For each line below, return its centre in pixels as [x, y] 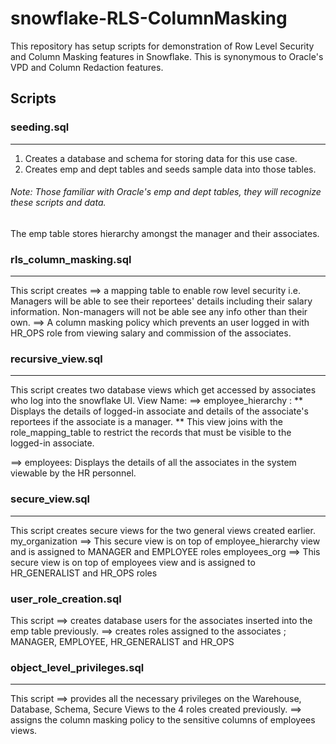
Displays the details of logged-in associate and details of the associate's [159, 411]
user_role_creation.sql [66, 599]
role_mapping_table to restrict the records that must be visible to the [151, 433]
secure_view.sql [50, 499]
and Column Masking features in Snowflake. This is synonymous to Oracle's [167, 56]
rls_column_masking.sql [71, 259]
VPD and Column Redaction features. [87, 67]
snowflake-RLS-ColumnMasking [149, 18]
